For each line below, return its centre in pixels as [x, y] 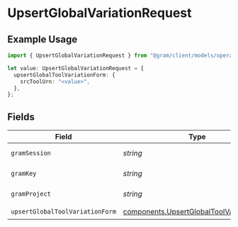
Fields [21, 117]
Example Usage [42, 39]
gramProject [31, 194]
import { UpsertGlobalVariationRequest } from [77, 55]
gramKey [24, 174]
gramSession [31, 153]
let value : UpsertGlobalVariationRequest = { [75, 68]
